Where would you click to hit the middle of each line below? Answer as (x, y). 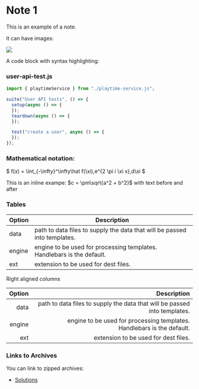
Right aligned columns (33, 279)
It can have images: (30, 38)
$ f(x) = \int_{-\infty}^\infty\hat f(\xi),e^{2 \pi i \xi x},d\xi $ (76, 171)
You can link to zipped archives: (45, 368)
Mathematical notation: (41, 159)
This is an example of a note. (41, 27)
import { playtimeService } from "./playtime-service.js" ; (81, 89)
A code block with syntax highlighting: (53, 61)
